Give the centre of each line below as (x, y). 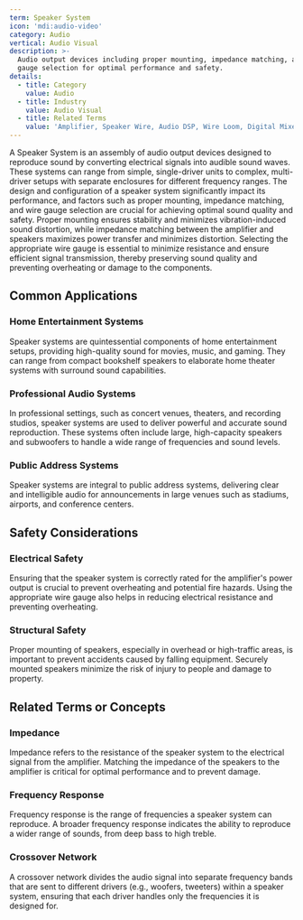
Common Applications (73, 296)
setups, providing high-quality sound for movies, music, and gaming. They (147, 351)
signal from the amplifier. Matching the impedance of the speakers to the (145, 762)
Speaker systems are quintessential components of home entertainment (143, 341)
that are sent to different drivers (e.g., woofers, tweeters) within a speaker (147, 887)
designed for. (34, 906)
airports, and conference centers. (72, 504)
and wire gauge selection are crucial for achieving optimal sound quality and (151, 210)
